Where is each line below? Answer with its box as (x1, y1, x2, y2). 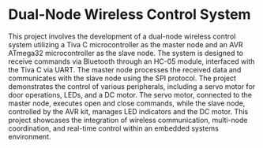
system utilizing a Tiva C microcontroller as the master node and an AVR (8, 39, 243, 49)
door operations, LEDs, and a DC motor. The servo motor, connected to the (8, 90, 253, 99)
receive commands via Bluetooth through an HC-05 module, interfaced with (8, 57, 255, 66)
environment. (8, 131, 51, 141)
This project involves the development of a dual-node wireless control (8, 31, 236, 41)
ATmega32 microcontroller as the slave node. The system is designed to (8, 48, 243, 57)
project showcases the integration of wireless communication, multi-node (8, 115, 248, 124)
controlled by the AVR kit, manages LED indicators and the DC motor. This (8, 106, 249, 116)
